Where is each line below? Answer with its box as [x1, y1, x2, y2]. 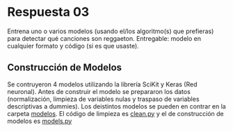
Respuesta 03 [7, 4, 90, 20]
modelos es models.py [7, 117, 72, 125]
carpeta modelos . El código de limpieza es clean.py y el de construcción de [7, 109, 224, 117]
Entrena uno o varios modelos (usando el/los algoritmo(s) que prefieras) [7, 27, 214, 35]
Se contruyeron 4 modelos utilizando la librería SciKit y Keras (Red [7, 80, 198, 88]
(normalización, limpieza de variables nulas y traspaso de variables [7, 95, 200, 103]
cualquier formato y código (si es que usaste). [7, 41, 139, 50]
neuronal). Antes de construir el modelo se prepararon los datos [7, 87, 191, 95]
